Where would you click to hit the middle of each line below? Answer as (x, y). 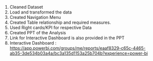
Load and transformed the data (41, 12)
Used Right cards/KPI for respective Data (51, 28)
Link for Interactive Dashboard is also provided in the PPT (67, 38)
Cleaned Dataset (26, 7)
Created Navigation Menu (35, 17)
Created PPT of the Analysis (38, 33)
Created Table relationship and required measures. (60, 22)
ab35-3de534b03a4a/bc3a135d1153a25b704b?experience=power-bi (79, 53)
